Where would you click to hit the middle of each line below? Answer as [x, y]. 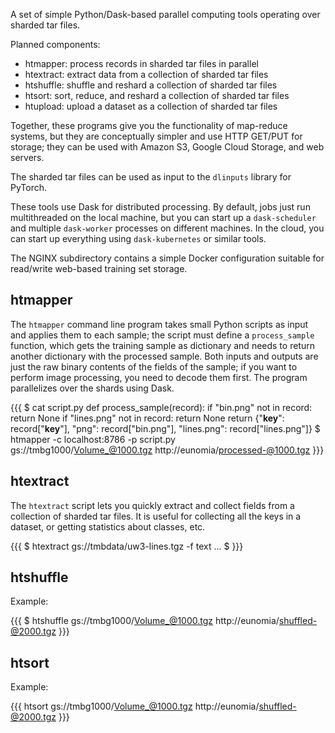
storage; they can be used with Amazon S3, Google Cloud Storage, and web [167, 147]
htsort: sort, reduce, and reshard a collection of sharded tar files [157, 95]
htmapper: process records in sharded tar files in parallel [141, 63]
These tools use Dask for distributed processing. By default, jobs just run [160, 207]
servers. [27, 157]
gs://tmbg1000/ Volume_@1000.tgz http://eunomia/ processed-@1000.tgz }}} [167, 450]
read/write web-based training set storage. [99, 268]
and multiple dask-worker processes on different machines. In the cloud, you [167, 228]
